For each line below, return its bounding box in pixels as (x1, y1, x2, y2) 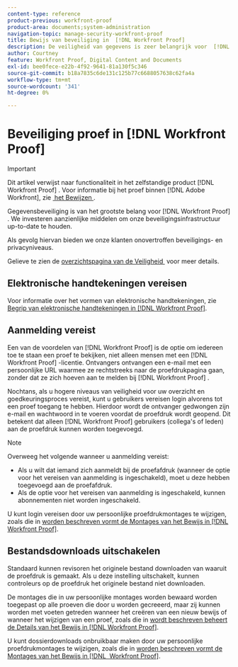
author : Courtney (7, 50, 59, 57)
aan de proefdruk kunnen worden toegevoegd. (7, 424, 144, 433)
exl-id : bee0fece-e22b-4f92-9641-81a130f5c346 (7, 63, 147, 70)
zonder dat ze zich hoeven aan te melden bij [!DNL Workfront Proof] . (7, 373, 210, 382)
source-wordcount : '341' (7, 83, 81, 90)
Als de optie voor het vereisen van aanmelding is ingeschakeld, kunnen (17, 488, 226, 496)
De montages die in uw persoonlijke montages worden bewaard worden (7, 593, 217, 601)
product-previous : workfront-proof (7, 17, 113, 24)
